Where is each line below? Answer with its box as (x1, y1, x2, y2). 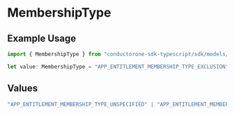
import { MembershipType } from (7, 51, 101, 57)
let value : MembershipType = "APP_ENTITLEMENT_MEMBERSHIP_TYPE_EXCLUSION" (7, 63, 229, 70)
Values (7, 82, 38, 94)
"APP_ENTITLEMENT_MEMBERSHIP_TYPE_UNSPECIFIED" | (7, 100, 155, 108)
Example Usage (7, 33, 77, 44)
